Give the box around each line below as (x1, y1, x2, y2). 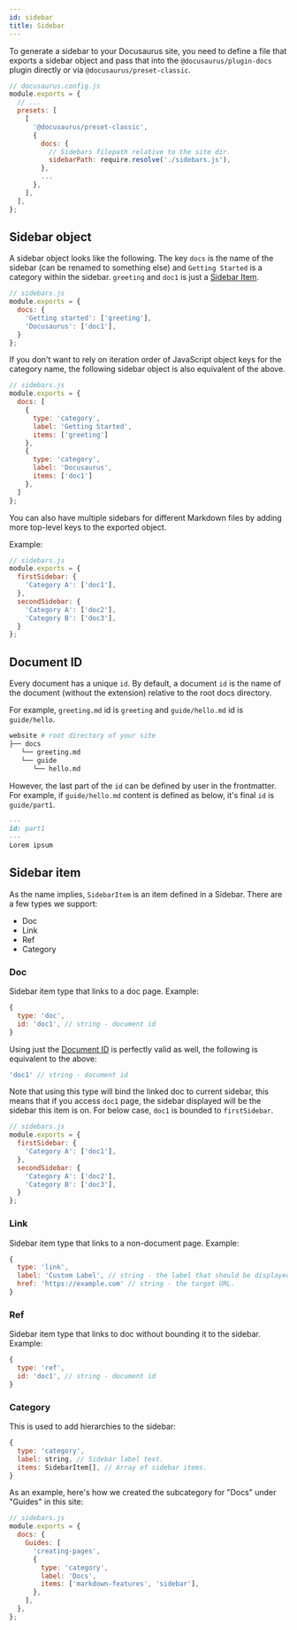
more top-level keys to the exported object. (9, 522, 167, 532)
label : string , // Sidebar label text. (17, 1455, 164, 1463)
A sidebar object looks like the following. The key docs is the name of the (9, 253, 274, 264)
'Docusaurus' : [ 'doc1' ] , (25, 322, 117, 330)
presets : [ (17, 106, 57, 115)
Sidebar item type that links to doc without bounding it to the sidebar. (9, 1329, 261, 1339)
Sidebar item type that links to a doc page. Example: (9, 986, 199, 997)
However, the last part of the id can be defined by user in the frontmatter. (9, 780, 277, 791)
